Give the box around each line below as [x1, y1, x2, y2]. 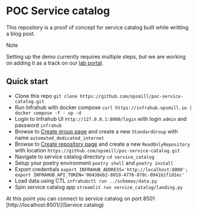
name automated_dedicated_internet [14, 134, 105, 141]
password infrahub [14, 122, 62, 129]
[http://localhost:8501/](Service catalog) [6, 201, 104, 208]
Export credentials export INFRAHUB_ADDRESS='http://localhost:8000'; [14, 165, 188, 173]
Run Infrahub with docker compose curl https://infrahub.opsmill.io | [14, 104, 192, 111]
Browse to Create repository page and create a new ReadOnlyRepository [14, 140, 190, 148]
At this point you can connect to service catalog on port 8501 [6, 194, 155, 202]
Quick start [6, 76, 49, 87]
